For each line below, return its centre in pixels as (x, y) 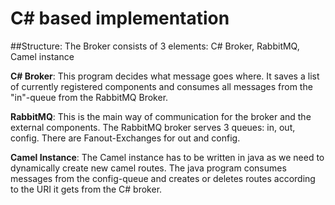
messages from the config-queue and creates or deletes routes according (163, 178)
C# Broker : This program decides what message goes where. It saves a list (165, 76)
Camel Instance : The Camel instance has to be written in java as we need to (167, 157)
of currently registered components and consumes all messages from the (161, 86)
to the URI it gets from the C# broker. (86, 189)
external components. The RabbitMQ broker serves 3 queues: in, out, (153, 127)
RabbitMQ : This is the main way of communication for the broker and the (161, 116)
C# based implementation (120, 18)
